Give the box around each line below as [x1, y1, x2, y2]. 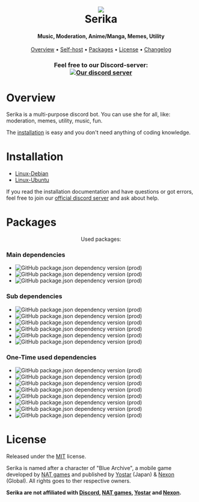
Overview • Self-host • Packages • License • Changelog [31, 46, 171, 53]
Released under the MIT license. [6, 453, 87, 460]
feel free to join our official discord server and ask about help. [6, 194, 159, 202]
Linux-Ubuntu [14, 176, 49, 183]
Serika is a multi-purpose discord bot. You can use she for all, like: [6, 111, 171, 118]
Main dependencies [6, 250, 66, 259]
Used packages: [81, 235, 121, 243]
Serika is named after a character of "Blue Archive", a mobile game [6, 464, 172, 471]
